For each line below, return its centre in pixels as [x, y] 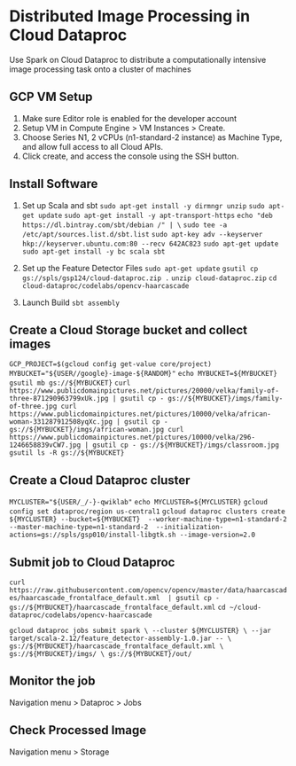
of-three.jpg [33, 406]
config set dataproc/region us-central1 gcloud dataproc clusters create [147, 512]
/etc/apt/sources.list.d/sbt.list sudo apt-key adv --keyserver [142, 234]
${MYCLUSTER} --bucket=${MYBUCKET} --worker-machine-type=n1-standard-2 [148, 520]
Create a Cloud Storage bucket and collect [129, 330]
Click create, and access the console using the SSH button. [130, 156]
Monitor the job [52, 681]
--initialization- [190, 528]
